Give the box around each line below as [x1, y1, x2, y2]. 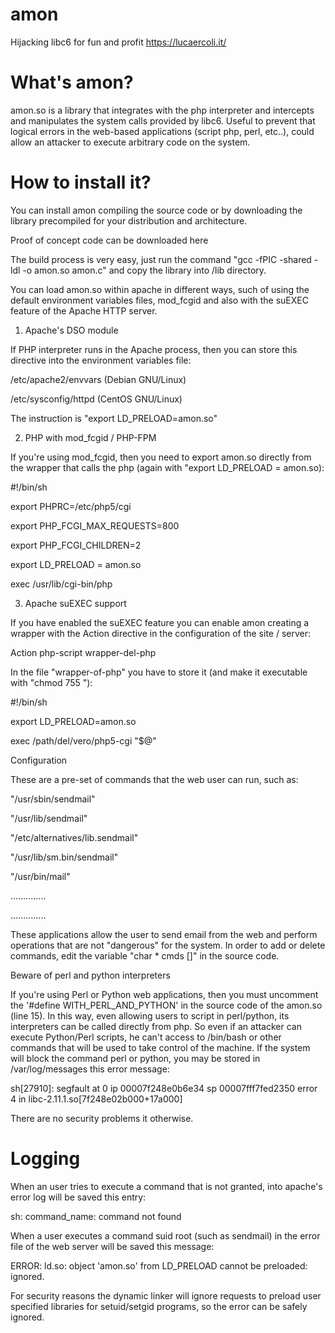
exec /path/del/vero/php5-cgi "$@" [10, 734, 157, 747]
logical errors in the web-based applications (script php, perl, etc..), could [10, 125, 315, 137]
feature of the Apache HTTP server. [10, 304, 158, 317]
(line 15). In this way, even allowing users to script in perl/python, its [10, 1009, 290, 1022]
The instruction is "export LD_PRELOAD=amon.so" [10, 412, 218, 424]
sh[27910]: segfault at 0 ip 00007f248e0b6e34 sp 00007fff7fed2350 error [10, 1082, 318, 1094]
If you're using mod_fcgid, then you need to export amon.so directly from [10, 451, 312, 463]
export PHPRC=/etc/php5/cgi [10, 500, 132, 512]
